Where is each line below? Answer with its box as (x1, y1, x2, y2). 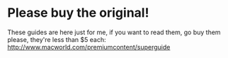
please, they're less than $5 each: (7, 35, 106, 43)
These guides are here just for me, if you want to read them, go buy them (7, 28, 221, 36)
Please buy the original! (7, 5, 149, 21)
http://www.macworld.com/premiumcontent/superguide (7, 43, 171, 51)
